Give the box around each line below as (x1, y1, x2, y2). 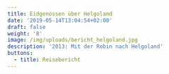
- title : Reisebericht (13, 56, 81, 63)
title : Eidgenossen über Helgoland (7, 10, 113, 18)
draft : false (7, 23, 46, 30)
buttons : (7, 50, 33, 57)
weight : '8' (7, 30, 43, 37)
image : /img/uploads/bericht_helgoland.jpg (7, 37, 138, 44)
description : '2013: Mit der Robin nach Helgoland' (7, 43, 163, 50)
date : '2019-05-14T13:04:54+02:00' (7, 17, 113, 24)
